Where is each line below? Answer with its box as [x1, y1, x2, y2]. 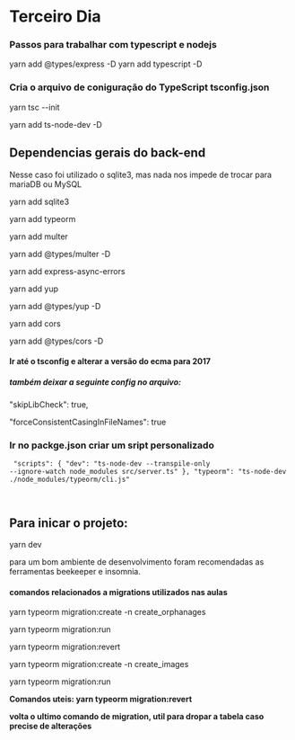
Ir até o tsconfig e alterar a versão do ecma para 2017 [9, 356, 211, 367]
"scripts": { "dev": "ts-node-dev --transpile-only [13, 459, 211, 468]
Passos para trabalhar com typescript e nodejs [9, 39, 217, 51]
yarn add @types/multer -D [9, 248, 111, 259]
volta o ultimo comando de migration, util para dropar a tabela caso [9, 711, 265, 722]
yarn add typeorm [9, 213, 76, 224]
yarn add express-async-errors [9, 265, 126, 276]
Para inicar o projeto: [9, 515, 128, 530]
